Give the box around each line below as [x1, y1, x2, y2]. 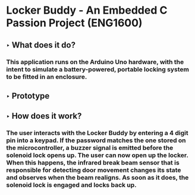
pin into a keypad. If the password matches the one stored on [6, 136, 186, 144]
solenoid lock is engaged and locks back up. [6, 181, 137, 189]
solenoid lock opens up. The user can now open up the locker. [6, 151, 188, 159]
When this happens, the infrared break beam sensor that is [6, 159, 180, 167]
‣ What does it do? [6, 40, 76, 50]
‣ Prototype [6, 90, 50, 101]
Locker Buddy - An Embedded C [6, 4, 168, 17]
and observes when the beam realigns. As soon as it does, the [6, 174, 189, 182]
